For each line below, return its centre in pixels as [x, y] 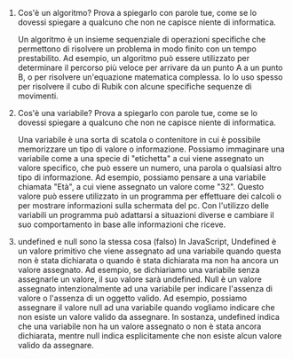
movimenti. [38, 96]
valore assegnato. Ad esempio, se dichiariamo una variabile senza [139, 270]
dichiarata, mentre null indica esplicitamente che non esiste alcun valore [150, 336]
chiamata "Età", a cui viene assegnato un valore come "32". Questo [141, 187]
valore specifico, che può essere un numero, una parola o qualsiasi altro [150, 168]
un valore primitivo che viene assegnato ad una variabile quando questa [149, 251]
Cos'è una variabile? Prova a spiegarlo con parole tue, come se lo [137, 113]
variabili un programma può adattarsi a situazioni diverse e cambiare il [146, 215]
